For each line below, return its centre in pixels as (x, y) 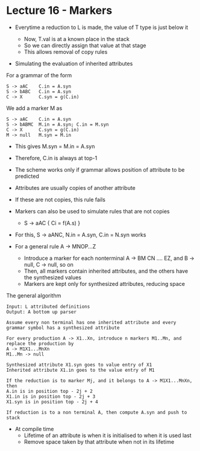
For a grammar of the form (39, 75)
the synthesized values (52, 277)
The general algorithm (34, 295)
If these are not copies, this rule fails (60, 200)
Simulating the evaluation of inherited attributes (74, 63)
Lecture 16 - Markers (59, 11)
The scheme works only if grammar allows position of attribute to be (100, 169)
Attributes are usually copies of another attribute (75, 187)
